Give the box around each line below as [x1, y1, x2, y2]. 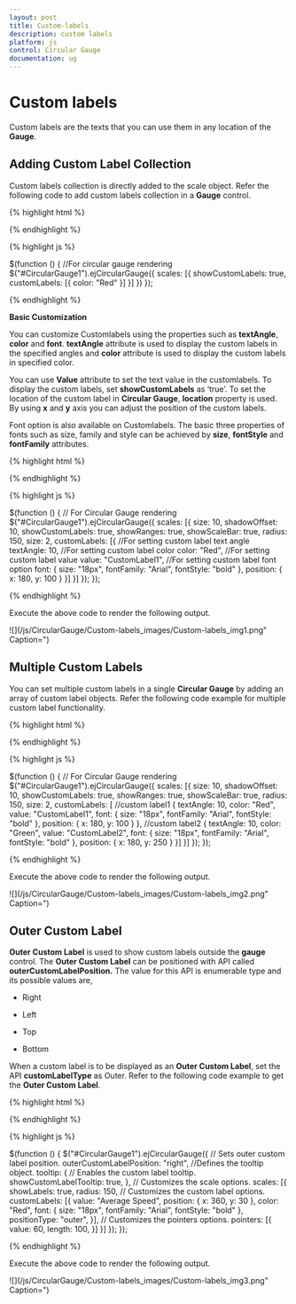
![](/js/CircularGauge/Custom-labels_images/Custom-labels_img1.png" [9, 624, 268, 635]
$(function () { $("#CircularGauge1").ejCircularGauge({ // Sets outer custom [9, 1149, 285, 1160]
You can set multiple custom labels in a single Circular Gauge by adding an [9, 683, 284, 694]
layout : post [9, 12, 58, 22]
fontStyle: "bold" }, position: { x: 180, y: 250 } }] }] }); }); [9, 837, 211, 847]
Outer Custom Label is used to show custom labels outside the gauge [9, 947, 266, 957]
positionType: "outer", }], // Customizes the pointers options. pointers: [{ [9, 1214, 272, 1225]
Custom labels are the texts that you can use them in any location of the [9, 121, 272, 132]
